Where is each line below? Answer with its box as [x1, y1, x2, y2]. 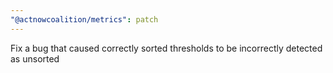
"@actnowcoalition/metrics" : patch [10, 14, 159, 25]
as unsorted [10, 52, 60, 65]
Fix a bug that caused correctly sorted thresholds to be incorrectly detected [10, 42, 323, 54]
